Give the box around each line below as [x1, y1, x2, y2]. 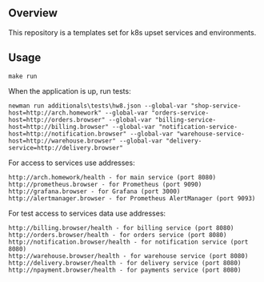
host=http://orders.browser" [8, 115, 106, 123]
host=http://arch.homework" [8, 108, 102, 117]
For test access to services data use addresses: [8, 208, 166, 218]
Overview [8, 6, 58, 20]
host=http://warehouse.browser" [8, 136, 116, 145]
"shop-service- [190, 102, 242, 110]
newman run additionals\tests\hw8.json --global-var [8, 102, 188, 110]
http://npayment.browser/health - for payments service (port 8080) [8, 266, 242, 274]
